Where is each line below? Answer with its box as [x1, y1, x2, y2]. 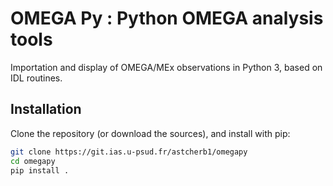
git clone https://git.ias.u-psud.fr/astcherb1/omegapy [10, 147, 248, 157]
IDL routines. [10, 72, 63, 84]
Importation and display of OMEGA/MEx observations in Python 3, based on [10, 61, 323, 73]
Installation [10, 101, 82, 118]
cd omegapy [10, 156, 56, 166]
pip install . [10, 165, 70, 176]
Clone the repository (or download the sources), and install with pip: [10, 127, 291, 139]
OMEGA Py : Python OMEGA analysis [10, 7, 324, 30]
